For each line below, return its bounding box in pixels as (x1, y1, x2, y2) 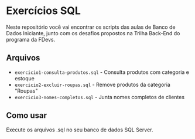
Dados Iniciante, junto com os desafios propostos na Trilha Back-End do (6, 29, 180, 36)
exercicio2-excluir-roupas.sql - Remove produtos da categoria (14, 81, 171, 88)
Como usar (6, 110, 47, 121)
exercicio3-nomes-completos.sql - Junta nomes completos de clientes (14, 93, 185, 100)
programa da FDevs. (6, 36, 56, 43)
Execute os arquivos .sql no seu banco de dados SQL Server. (6, 126, 153, 133)
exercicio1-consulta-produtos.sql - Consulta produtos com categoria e (14, 69, 189, 76)
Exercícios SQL (6, 4, 81, 18)
